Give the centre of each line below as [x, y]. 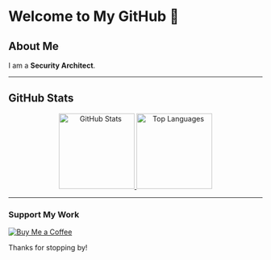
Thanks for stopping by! [48, 248]
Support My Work [44, 214]
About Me [33, 46]
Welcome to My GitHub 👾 [94, 17]
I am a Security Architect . [52, 65]
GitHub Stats [41, 99]
